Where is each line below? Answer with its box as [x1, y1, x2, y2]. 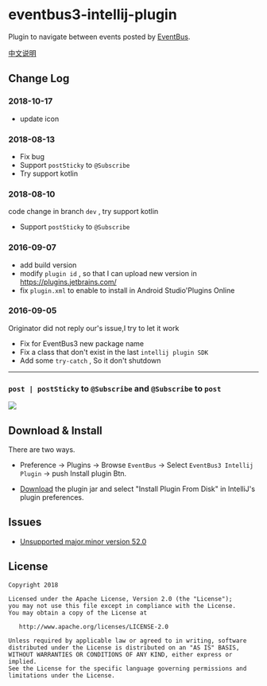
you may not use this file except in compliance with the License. [8, 602, 237, 610]
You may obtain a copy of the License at [8, 609, 148, 617]
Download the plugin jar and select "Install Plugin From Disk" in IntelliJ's [19, 484, 256, 493]
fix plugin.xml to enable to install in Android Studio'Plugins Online [19, 285, 235, 295]
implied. [8, 657, 37, 665]
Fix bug [19, 151, 45, 161]
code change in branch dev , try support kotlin [8, 207, 159, 216]
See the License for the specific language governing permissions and [8, 665, 247, 672]
